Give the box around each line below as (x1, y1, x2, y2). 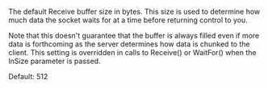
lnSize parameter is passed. (8, 56, 101, 66)
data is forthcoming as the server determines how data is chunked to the (8, 39, 250, 49)
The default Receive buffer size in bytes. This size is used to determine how (8, 7, 261, 16)
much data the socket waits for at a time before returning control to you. (8, 15, 248, 25)
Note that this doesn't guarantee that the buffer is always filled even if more (8, 31, 260, 40)
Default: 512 (8, 72, 48, 81)
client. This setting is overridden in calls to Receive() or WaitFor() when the (8, 48, 257, 57)
